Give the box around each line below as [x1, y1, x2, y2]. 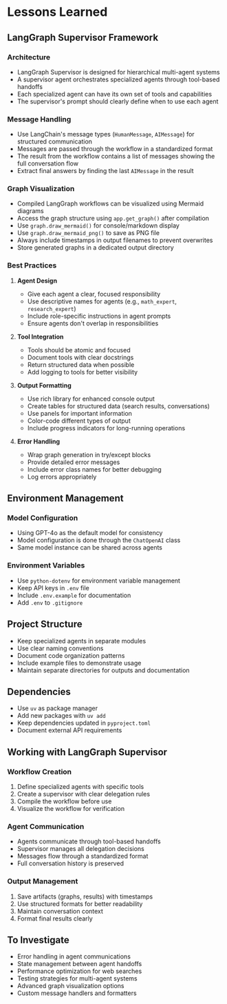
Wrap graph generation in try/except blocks [27, 450, 151, 459]
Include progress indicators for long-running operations [27, 423, 186, 432]
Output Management [7, 876, 78, 886]
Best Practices [7, 261, 57, 270]
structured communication [17, 137, 93, 145]
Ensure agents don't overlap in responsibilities [27, 319, 159, 328]
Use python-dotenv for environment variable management [17, 576, 181, 585]
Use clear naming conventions [17, 644, 104, 652]
